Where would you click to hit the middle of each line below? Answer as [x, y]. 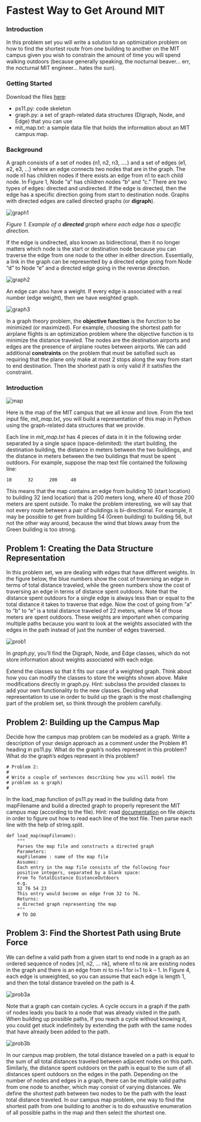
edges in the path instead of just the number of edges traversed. [86, 630]
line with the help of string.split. [45, 825]
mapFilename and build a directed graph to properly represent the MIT [93, 805]
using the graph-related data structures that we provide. [76, 426]
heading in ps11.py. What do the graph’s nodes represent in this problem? [97, 749]
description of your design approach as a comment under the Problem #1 [97, 743]
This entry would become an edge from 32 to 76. [79, 894]
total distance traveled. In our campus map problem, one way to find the [95, 1100]
